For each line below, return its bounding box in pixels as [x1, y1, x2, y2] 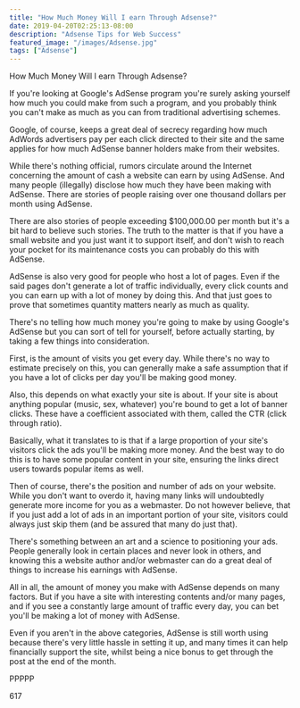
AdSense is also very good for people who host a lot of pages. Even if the [9, 271, 280, 282]
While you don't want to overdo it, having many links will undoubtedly [9, 490, 265, 501]
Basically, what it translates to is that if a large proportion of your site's [9, 435, 269, 446]
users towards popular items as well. [9, 463, 145, 474]
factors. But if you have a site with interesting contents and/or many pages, [9, 591, 286, 603]
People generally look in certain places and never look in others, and [9, 546, 262, 556]
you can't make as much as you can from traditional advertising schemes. [9, 107, 281, 118]
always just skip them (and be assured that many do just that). [9, 519, 238, 529]
